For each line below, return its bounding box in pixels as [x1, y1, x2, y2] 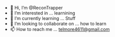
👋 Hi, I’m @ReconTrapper [10, 5, 63, 10]
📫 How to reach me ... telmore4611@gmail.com [10, 26, 110, 32]
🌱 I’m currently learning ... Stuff [10, 15, 76, 21]
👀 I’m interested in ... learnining [10, 10, 75, 16]
